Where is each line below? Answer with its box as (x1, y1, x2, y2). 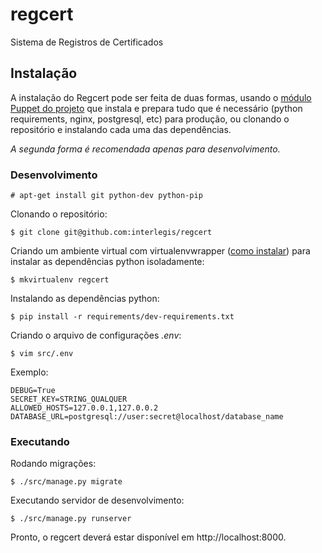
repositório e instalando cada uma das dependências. (10, 123, 232, 135)
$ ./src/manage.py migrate (10, 477, 123, 487)
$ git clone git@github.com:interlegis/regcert (10, 228, 213, 238)
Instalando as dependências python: (10, 293, 160, 305)
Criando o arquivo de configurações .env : (10, 329, 182, 342)
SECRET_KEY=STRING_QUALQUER (10, 394, 128, 405)
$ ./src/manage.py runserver (10, 514, 132, 524)
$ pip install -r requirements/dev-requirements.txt (10, 312, 235, 322)
